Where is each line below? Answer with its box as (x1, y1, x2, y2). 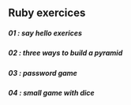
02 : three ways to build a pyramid (8, 48, 123, 58)
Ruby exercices (8, 6, 86, 20)
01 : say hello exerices (8, 28, 83, 38)
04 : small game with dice (8, 88, 95, 98)
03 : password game (8, 68, 77, 77)
